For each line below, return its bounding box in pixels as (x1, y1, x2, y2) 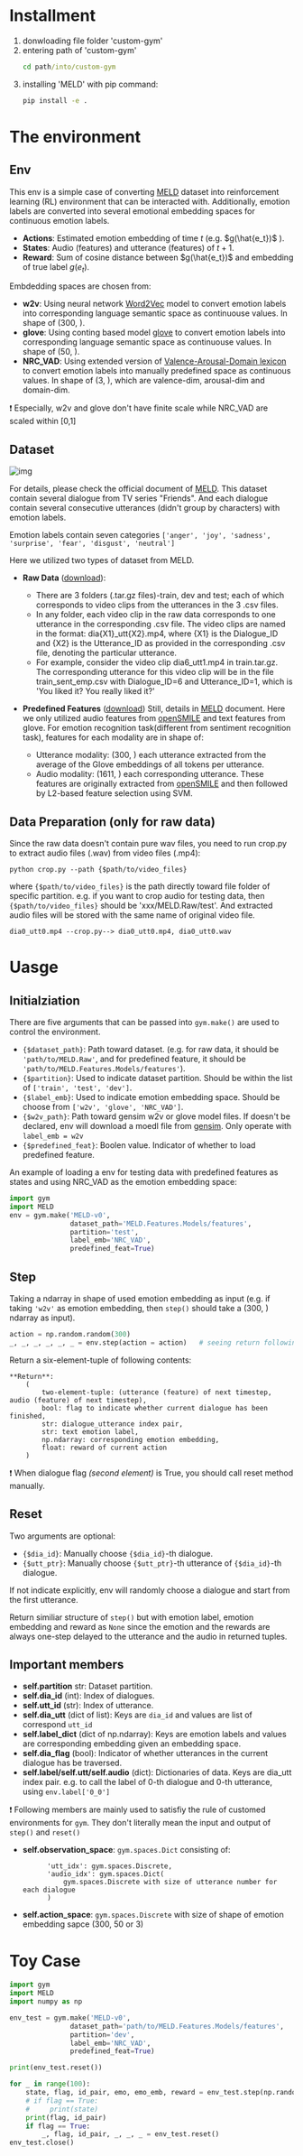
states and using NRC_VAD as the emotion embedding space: (9, 1177, 237, 1188)
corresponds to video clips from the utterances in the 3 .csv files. (35, 599, 280, 610)
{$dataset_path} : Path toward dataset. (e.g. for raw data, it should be (22, 1044, 280, 1055)
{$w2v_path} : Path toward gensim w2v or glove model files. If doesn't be (22, 1111, 291, 1122)
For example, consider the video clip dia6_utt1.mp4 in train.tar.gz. (35, 657, 279, 668)
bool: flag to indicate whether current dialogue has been (41, 1403, 269, 1412)
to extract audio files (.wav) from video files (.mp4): (9, 847, 201, 858)
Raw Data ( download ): (22, 572, 106, 583)
